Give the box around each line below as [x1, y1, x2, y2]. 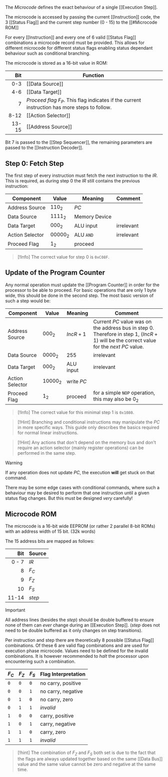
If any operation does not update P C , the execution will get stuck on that [5, 470, 155, 476]
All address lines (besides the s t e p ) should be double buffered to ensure [5, 617, 154, 623]
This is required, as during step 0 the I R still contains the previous [5, 178, 140, 183]
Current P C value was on [93, 318, 152, 325]
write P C [66, 378, 87, 385]
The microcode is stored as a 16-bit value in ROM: [5, 60, 108, 66]
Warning [5, 460, 22, 466]
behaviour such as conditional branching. [5, 50, 90, 56]
